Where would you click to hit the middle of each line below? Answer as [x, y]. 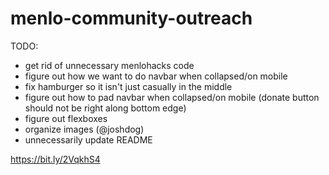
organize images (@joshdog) [84, 129]
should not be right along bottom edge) [105, 108]
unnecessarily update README [88, 139]
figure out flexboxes [66, 118]
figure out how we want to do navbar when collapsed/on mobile [156, 76]
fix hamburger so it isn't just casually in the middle [128, 86]
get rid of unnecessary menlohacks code [109, 65]
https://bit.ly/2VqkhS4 [55, 159]
